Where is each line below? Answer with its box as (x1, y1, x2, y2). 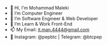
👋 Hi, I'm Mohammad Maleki (10, 5, 69, 11)
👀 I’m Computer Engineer (10, 10, 63, 16)
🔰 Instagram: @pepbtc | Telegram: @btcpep (10, 34, 102, 40)
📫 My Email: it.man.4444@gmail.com (10, 27, 90, 32)
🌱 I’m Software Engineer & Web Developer (10, 16, 98, 21)
